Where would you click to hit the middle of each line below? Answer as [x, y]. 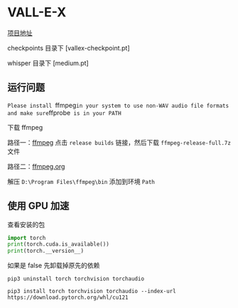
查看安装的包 [26, 224]
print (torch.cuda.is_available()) [59, 244]
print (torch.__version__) [45, 251]
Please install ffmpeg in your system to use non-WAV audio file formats [118, 105]
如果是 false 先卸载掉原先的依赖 [54, 265]
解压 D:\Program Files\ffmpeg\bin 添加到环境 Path [81, 181]
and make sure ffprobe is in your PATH [65, 112]
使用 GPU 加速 [38, 206]
